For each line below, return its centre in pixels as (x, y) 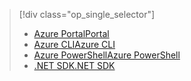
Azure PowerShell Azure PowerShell (107, 55)
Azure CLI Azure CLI (74, 44)
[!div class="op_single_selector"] (87, 14)
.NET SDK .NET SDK (74, 65)
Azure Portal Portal (71, 33)
